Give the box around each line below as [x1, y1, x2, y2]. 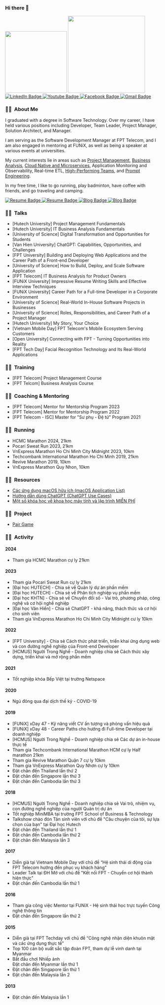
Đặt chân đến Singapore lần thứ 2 [12, 913, 81, 919]
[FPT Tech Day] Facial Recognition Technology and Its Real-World [12, 346, 146, 352]
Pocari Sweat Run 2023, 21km [12, 443, 73, 449]
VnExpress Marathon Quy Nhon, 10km [12, 464, 90, 470]
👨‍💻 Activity [5, 534, 33, 541]
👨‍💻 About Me [5, 106, 38, 113]
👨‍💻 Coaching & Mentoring [5, 393, 69, 400]
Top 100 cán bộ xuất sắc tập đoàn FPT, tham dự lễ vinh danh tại [12, 946, 142, 952]
